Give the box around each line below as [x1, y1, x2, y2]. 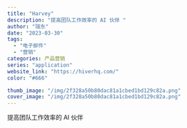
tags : [7, 36, 23, 43]
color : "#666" [7, 74, 48, 82]
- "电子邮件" [13, 42, 47, 49]
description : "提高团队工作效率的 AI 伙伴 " [7, 17, 127, 24]
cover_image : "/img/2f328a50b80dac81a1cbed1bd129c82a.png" [7, 93, 181, 100]
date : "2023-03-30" [7, 29, 64, 37]
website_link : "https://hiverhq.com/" [7, 68, 119, 75]
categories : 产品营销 [7, 55, 66, 62]
